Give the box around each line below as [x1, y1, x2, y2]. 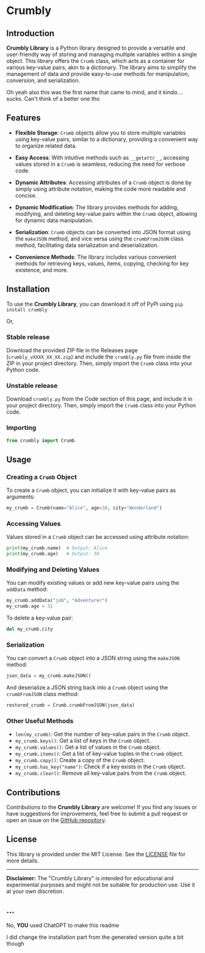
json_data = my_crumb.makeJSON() [6, 673, 92, 679]
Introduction [6, 28, 55, 39]
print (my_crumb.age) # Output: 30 [6, 551, 99, 557]
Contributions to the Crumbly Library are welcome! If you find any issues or [6, 804, 197, 811]
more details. [6, 857, 40, 864]
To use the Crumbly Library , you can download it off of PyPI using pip [6, 300, 184, 308]
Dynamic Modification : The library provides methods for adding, [15, 203, 179, 211]
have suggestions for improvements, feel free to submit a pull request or [6, 810, 188, 817]
